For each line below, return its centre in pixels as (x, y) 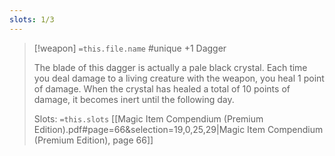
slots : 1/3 (32, 19)
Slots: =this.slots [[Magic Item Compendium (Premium (148, 118)
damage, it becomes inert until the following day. (134, 99)
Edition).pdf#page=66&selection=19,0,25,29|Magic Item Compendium (178, 129)
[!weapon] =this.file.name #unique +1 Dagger (130, 48)
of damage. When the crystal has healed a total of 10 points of (162, 88)
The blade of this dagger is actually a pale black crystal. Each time (170, 67)
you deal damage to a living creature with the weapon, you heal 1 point (179, 78)
